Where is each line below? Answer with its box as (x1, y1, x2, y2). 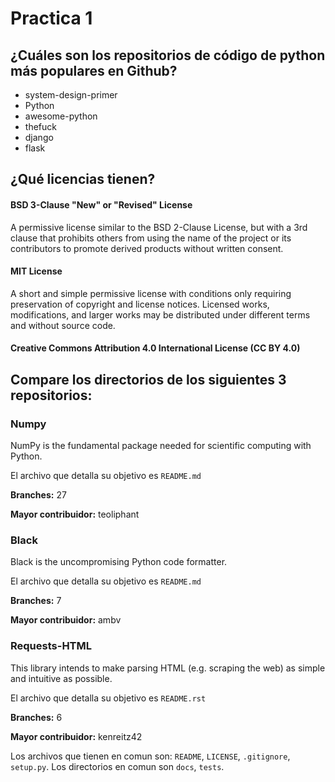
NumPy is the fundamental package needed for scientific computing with (10, 440, 312, 452)
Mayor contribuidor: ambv (10, 614, 122, 626)
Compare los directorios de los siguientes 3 (10, 371, 287, 388)
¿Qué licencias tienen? (10, 171, 156, 188)
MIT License (10, 265, 63, 277)
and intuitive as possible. (10, 672, 113, 684)
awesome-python (24, 110, 98, 122)
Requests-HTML (10, 639, 93, 653)
